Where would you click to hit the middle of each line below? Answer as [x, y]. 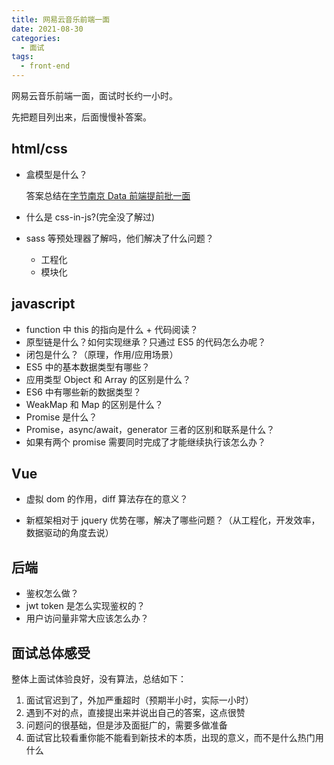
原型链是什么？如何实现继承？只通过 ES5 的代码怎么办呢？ [146, 342]
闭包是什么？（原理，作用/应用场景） [102, 354]
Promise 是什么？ [61, 417]
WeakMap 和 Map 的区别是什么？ [94, 404]
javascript [43, 304]
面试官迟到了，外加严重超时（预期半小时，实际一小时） [139, 700]
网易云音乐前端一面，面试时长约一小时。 [94, 95]
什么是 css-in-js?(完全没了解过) [90, 217]
